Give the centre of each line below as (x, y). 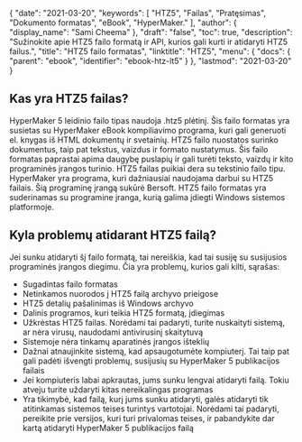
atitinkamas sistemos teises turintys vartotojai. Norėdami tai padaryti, (151, 409)
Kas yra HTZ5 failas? (69, 99)
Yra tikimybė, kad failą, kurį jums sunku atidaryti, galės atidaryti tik (145, 399)
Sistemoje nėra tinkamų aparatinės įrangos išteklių (116, 341)
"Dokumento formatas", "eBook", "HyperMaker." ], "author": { (123, 23)
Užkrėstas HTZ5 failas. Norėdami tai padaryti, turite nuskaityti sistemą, (154, 322)
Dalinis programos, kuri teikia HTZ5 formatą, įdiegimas (124, 313)
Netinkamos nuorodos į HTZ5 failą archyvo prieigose (120, 293)
